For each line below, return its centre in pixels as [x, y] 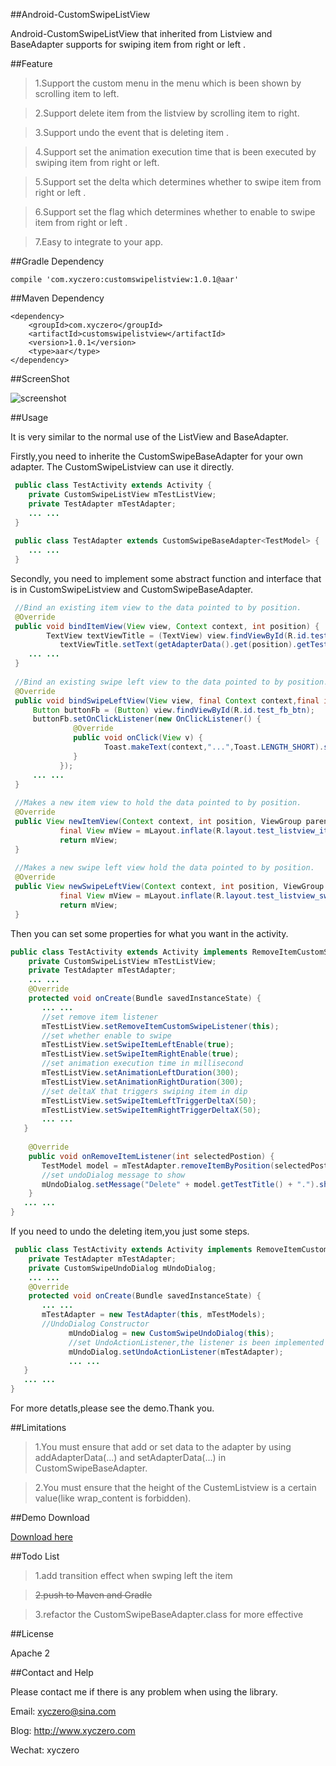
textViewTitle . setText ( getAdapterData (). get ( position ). [178, 645]
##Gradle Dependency [57, 261]
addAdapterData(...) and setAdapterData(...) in [130, 1457]
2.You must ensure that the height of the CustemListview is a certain [175, 1487]
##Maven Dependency [57, 298]
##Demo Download [50, 1517]
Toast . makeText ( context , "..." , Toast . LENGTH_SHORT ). [214, 747]
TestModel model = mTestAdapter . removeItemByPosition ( [158, 1165]
